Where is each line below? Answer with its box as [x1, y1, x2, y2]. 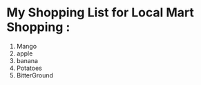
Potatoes [16, 64, 42, 72]
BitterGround [16, 71, 53, 80]
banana [16, 56, 39, 64]
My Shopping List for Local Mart [6, 5, 194, 21]
